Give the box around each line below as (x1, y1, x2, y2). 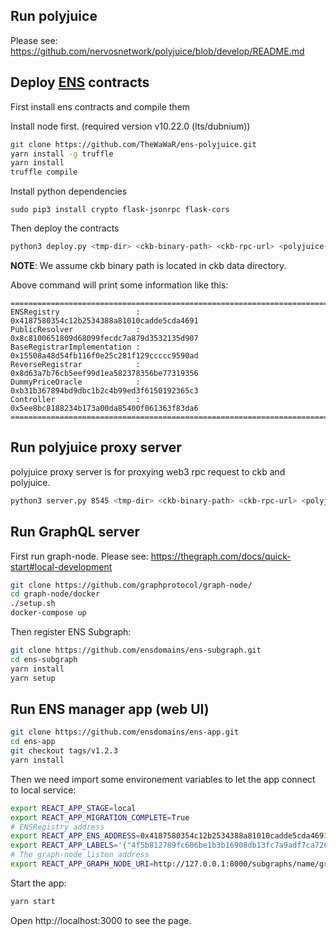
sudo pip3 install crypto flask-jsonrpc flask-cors (10, 205, 230, 215)
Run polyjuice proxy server (10, 439, 182, 456)
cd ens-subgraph (10, 654, 78, 664)
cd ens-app (10, 737, 56, 747)
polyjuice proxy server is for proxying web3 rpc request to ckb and (10, 465, 286, 478)
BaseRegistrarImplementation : (10, 342, 141, 352)
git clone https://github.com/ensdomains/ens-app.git (10, 727, 240, 738)
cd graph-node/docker (10, 589, 101, 599)
